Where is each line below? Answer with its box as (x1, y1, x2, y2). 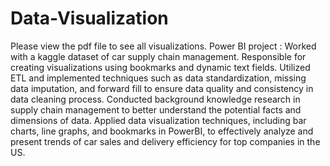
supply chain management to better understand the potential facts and (10, 103, 302, 116)
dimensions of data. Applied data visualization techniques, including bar (10, 114, 307, 126)
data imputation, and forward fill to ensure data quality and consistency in (10, 82, 314, 94)
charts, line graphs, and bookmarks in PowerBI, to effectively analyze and (10, 125, 314, 137)
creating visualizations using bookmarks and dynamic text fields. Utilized (10, 61, 311, 73)
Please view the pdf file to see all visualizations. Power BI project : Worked (10, 40, 317, 52)
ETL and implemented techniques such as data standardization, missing (10, 72, 307, 84)
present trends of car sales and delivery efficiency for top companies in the (10, 135, 321, 147)
